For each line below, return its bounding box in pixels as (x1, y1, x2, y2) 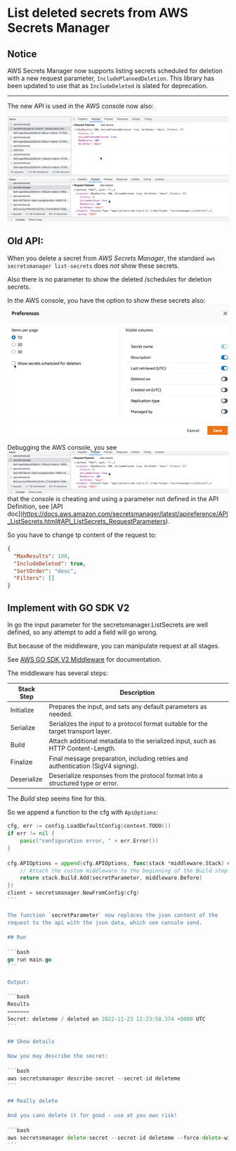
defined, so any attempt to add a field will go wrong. (7, 628, 158, 636)
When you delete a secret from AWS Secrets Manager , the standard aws (7, 253, 216, 262)
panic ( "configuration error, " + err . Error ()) (20, 838, 159, 845)
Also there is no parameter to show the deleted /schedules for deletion (7, 275, 212, 283)
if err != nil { (7, 830, 55, 837)
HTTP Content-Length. (48, 744, 116, 753)
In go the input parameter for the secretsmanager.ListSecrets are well (7, 621, 209, 629)
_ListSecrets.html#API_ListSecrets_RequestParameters (7, 517, 166, 525)
